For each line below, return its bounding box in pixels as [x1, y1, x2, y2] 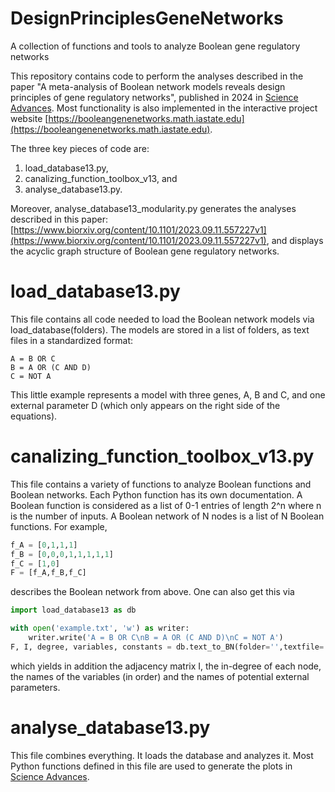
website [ [10, 112, 49, 124]
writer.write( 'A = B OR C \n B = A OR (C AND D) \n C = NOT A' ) [28, 633, 284, 643]
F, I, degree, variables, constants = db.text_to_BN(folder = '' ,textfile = [10, 642, 325, 652]
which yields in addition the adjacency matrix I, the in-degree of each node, [10, 660, 322, 672]
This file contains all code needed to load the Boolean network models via [10, 313, 315, 325]
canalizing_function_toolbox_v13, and [24, 172, 178, 184]
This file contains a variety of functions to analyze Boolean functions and [10, 478, 312, 490]
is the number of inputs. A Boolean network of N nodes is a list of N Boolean [10, 510, 325, 522]
